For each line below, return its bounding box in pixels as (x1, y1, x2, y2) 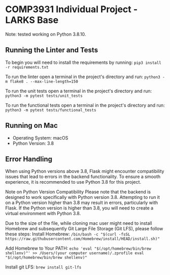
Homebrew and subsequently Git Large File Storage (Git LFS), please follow (5, 226, 163, 232)
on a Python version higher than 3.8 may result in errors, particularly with (5, 199, 158, 206)
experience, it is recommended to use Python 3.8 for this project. (5, 179, 141, 185)
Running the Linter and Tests (5, 46, 98, 54)
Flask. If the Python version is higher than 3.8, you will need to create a (5, 205, 154, 211)
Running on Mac (5, 121, 58, 130)
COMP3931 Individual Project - (5, 4, 138, 15)
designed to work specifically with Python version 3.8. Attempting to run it (5, 194, 160, 200)
